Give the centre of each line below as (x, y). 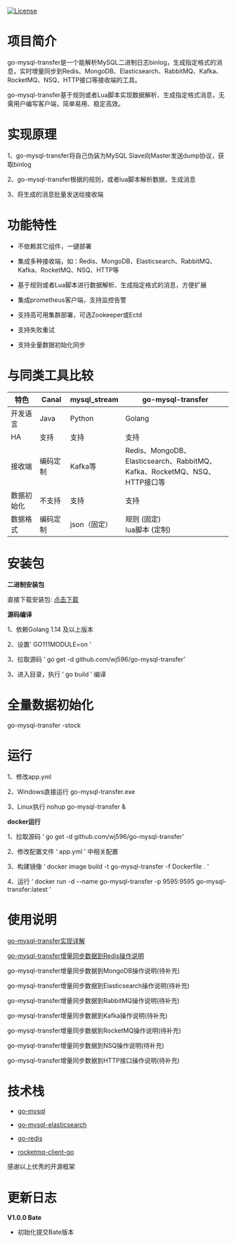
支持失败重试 (36, 329)
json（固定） (91, 524)
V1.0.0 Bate (25, 1218)
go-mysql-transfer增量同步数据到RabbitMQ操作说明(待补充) (94, 1000)
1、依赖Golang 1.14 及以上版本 (50, 629)
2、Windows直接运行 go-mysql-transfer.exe (71, 791)
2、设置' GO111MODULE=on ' (50, 644)
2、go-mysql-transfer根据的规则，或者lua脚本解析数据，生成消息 (101, 179)
